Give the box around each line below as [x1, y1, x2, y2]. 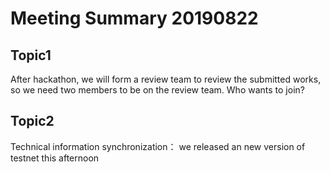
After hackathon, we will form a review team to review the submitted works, [10, 73, 322, 85]
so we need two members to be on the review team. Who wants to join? [10, 84, 305, 96]
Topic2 [10, 113, 55, 130]
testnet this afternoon [10, 152, 100, 164]
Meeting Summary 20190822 [10, 7, 259, 30]
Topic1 [10, 47, 52, 64]
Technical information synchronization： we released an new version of [10, 140, 306, 152]
